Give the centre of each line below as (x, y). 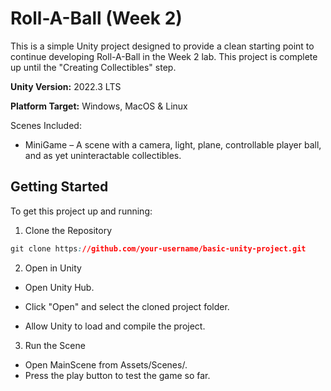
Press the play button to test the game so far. (117, 375)
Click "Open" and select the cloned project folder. (127, 306)
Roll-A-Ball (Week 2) (96, 18)
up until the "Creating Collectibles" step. (93, 67)
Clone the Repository (68, 230)
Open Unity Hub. (59, 287)
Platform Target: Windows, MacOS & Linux (99, 106)
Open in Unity (53, 268)
